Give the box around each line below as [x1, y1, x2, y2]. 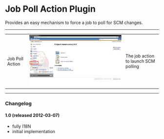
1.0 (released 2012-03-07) [5, 112, 60, 118]
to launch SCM [125, 58, 155, 64]
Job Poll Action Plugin [5, 3, 96, 15]
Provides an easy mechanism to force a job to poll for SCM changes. [5, 20, 143, 25]
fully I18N [12, 123, 31, 129]
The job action [125, 53, 155, 59]
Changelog [5, 100, 32, 107]
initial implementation [12, 128, 55, 134]
